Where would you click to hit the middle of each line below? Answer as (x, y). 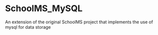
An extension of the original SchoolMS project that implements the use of (79, 22)
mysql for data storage (28, 27)
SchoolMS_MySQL (44, 9)
